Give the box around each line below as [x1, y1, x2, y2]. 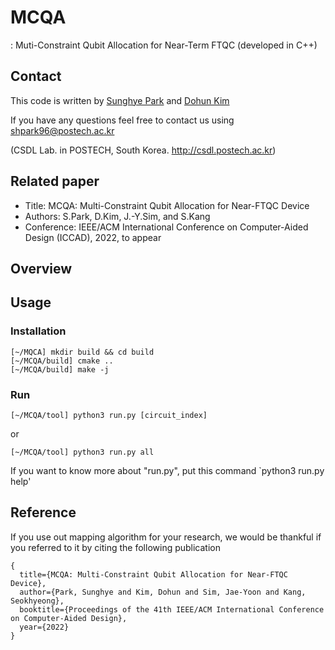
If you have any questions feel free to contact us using [10, 114, 235, 126]
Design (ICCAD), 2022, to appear [24, 231, 162, 243]
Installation [10, 324, 67, 338]
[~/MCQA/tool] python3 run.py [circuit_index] [10, 410, 208, 420]
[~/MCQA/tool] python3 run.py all [10, 447, 155, 457]
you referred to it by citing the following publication [10, 541, 222, 553]
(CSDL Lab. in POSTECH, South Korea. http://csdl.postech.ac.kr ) [10, 144, 277, 156]
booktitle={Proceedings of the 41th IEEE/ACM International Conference [19, 604, 325, 615]
